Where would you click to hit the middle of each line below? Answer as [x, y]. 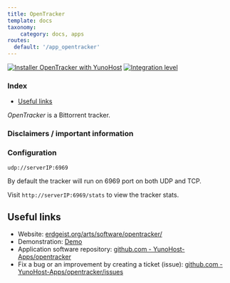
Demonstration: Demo [50, 242]
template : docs [30, 21]
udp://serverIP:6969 [38, 168]
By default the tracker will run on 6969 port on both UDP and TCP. [104, 181]
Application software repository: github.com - [84, 249]
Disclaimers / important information [70, 134]
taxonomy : [22, 27]
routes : [19, 41]
